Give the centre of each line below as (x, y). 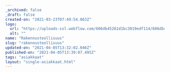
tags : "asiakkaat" (25, 57)
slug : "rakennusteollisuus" (35, 43)
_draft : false (20, 15)
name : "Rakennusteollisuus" (35, 39)
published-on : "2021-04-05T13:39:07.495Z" (51, 52)
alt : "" (18, 33)
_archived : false (24, 10)
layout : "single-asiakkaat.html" (40, 62)
